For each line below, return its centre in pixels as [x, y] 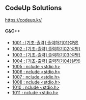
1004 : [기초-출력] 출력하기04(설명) [46, 61]
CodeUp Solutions [34, 8]
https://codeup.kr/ [24, 20]
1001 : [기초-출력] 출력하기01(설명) [45, 43]
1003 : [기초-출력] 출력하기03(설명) [46, 55]
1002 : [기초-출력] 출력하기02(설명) [46, 49]
